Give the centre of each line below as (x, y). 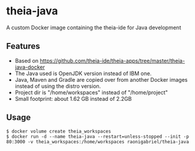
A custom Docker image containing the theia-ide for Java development (94, 27)
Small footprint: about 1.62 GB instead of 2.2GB (73, 98)
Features (23, 46)
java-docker (30, 67)
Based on (27, 60)
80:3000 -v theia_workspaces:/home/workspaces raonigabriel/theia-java (97, 141)
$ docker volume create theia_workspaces (59, 131)
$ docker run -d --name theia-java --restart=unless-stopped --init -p (97, 136)
